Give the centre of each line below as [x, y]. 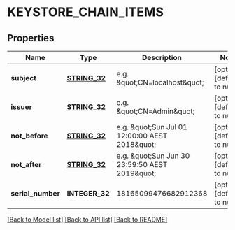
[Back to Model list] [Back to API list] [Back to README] [87, 220]
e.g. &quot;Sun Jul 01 [152, 127]
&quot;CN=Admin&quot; [156, 111]
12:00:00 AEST [142, 136]
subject [24, 78]
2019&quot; [136, 173]
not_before [29, 136]
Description [162, 58]
